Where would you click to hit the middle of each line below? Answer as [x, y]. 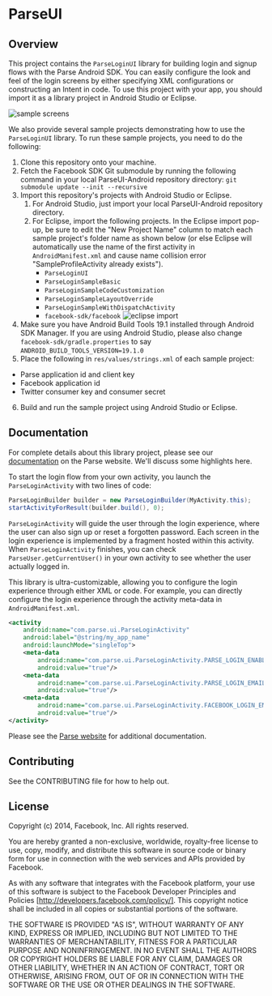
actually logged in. [39, 566]
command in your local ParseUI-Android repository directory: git [128, 180]
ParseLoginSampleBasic [83, 282]
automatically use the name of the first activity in [114, 247]
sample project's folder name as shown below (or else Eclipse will [142, 238]
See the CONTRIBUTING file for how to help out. [89, 781]
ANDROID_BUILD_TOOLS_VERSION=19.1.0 [82, 351]
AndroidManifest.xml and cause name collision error [119, 255]
